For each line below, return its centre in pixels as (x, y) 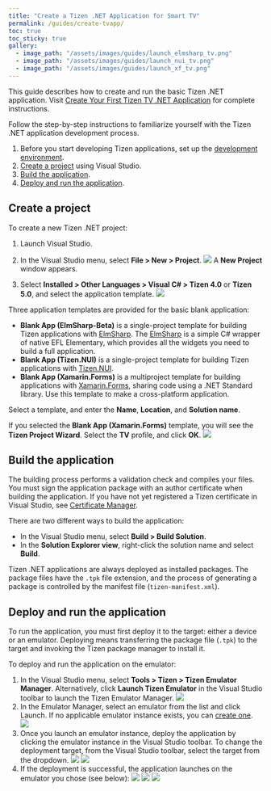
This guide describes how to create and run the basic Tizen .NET (116, 91)
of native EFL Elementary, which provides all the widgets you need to (135, 342)
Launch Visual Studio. (56, 243)
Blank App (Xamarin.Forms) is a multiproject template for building (130, 377)
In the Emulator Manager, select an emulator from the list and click (130, 707)
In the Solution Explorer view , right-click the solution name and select (137, 545)
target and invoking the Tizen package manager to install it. (107, 649)
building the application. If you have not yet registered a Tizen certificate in (133, 497)
